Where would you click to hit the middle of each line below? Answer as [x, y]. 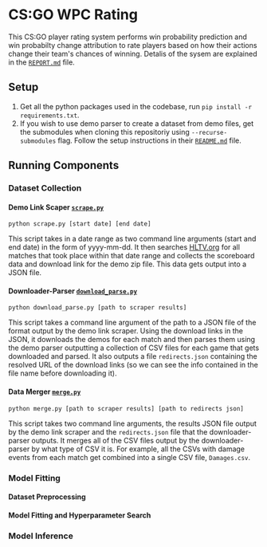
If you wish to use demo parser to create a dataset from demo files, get [137, 123]
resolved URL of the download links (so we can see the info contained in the [133, 365]
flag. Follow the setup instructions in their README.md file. [149, 140]
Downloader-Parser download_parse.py [73, 291]
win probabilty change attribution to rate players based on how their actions [133, 45]
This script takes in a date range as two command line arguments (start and [132, 239]
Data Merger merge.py [45, 392]
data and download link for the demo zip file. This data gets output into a [128, 264]
